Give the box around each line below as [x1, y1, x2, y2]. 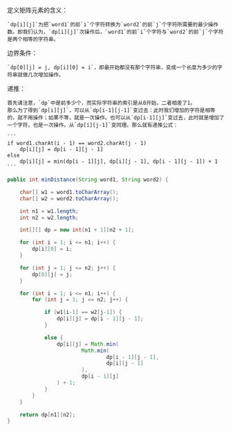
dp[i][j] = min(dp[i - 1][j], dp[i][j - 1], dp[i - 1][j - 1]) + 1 [19, 158, 218, 165]
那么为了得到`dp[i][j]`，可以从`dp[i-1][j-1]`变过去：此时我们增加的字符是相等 [7, 107, 216, 114]
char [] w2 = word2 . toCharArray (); [19, 195, 119, 202]
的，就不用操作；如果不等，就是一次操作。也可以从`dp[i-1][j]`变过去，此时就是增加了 [7, 114, 225, 121]
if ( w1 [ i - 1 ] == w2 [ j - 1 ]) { [44, 309, 122, 316]
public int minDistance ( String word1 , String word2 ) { [7, 176, 169, 183]
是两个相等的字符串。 [7, 36, 59, 43]
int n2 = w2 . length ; [19, 214, 79, 221]
